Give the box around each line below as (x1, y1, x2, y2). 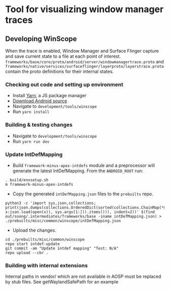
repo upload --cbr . (5, 250, 49, 255)
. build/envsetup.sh (5, 177, 49, 183)
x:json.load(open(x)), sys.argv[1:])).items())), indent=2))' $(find (5, 209, 155, 215)
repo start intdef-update (5, 241, 60, 246)
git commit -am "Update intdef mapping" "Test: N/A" (5, 245, 119, 251)
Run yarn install (12, 109, 50, 115)
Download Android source (12, 98, 67, 104)
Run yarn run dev (12, 138, 50, 144)
